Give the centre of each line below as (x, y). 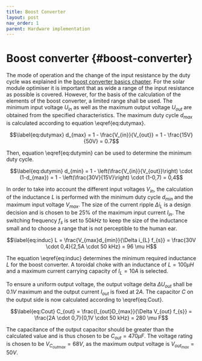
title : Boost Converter (36, 12)
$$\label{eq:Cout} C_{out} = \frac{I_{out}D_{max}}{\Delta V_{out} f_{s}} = (101, 311)
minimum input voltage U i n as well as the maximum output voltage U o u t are (99, 108)
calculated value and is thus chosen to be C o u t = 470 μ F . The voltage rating (99, 337)
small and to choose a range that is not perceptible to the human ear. (92, 228)
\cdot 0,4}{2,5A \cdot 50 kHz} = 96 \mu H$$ (101, 246)
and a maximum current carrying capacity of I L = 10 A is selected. (87, 271)
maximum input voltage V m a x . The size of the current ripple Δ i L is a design (99, 206)
